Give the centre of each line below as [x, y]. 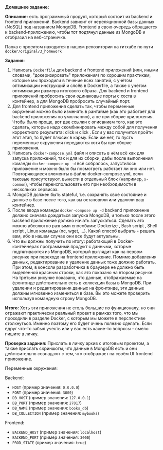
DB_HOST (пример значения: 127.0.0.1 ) [51, 397]
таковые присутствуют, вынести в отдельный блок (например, [77, 179]
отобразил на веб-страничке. [36, 37]
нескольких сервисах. [35, 189]
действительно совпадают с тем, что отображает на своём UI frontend [79, 354]
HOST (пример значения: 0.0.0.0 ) [46, 387]
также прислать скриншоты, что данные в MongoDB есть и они [71, 348]
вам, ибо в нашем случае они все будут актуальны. [66, 236]
